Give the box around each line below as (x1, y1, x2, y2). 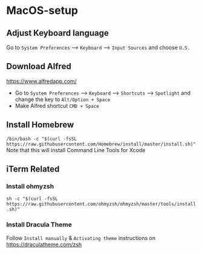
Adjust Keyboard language (6, 28, 109, 38)
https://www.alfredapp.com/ (6, 77, 77, 85)
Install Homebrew (6, 119, 74, 130)
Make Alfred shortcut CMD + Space (15, 102, 100, 109)
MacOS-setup (6, 4, 79, 18)
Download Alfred (6, 61, 71, 72)
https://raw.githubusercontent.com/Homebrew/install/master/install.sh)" (6, 141, 197, 147)
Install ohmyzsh (6, 182, 54, 190)
